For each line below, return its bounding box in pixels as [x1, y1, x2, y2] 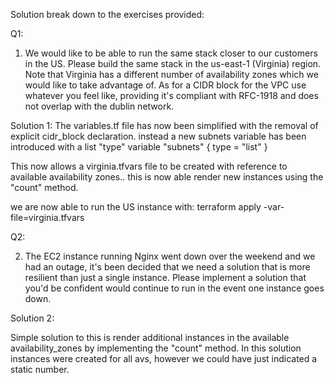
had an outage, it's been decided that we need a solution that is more [24, 261, 311, 273]
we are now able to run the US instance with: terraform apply [10, 201, 262, 213]
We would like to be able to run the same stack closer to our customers [24, 47, 318, 59]
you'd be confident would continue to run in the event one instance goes [24, 282, 325, 294]
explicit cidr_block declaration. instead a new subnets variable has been [10, 130, 307, 142]
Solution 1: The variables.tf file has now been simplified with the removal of [10, 120, 319, 131]
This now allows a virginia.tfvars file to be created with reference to [10, 160, 288, 172]
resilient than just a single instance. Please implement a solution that [24, 272, 307, 283]
